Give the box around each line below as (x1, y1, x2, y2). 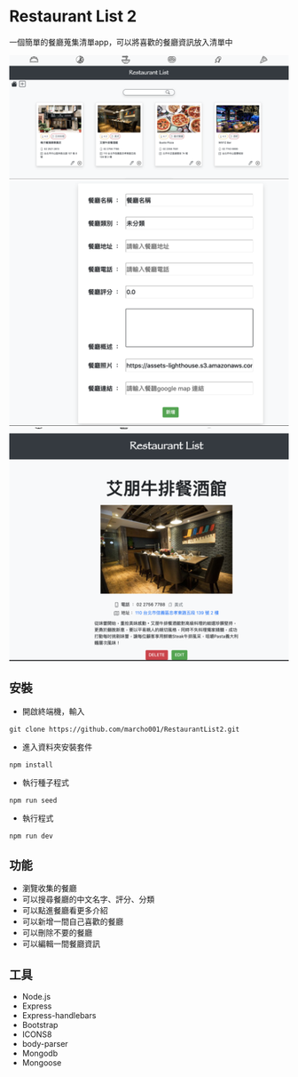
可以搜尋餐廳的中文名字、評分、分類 (21, 894, 155, 904)
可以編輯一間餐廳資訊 (21, 938, 100, 949)
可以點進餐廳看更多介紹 (21, 905, 108, 916)
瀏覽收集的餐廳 (21, 883, 77, 894)
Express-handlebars (21, 1010, 97, 1021)
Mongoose (21, 1057, 62, 1068)
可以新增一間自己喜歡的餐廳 (21, 916, 124, 927)
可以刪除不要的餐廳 (21, 928, 93, 938)
